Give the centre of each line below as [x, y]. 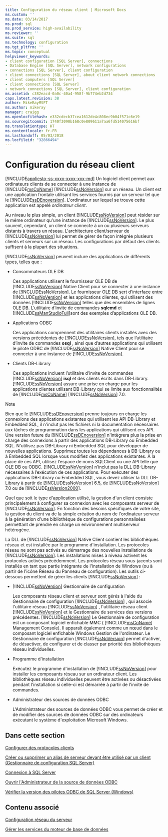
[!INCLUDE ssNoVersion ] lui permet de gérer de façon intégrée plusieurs [79, 236]
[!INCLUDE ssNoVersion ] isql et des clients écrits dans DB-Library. [80, 379]
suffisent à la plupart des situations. [42, 247]
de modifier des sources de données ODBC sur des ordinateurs [78, 715]
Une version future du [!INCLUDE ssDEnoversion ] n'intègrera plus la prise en [83, 435]
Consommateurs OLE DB [38, 272]
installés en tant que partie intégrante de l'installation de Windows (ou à [79, 566]
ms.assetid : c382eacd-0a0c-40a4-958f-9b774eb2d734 [59, 94]
